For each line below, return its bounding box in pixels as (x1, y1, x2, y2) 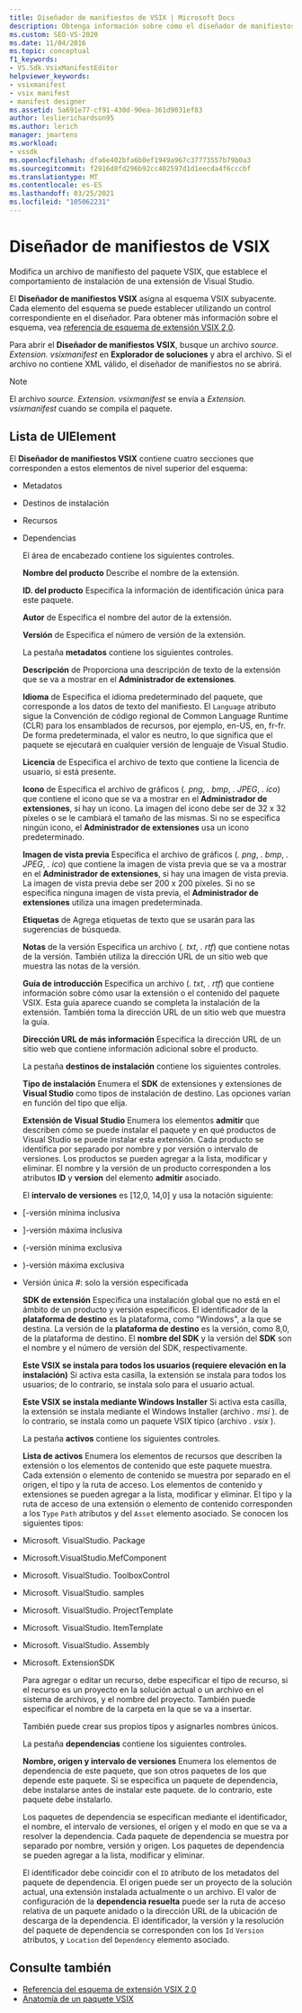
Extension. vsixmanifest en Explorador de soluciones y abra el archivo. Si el (9, 349, 292, 360)
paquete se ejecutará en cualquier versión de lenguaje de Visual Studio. (22, 739, 289, 750)
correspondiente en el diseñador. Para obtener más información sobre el (9, 312, 279, 323)
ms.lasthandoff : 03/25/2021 (9, 189, 115, 198)
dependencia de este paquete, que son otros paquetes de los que (22, 1765, 267, 1776)
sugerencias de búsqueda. (22, 924, 121, 934)
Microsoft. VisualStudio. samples (22, 1587, 145, 1598)
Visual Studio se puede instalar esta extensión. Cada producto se (22, 1134, 264, 1144)
